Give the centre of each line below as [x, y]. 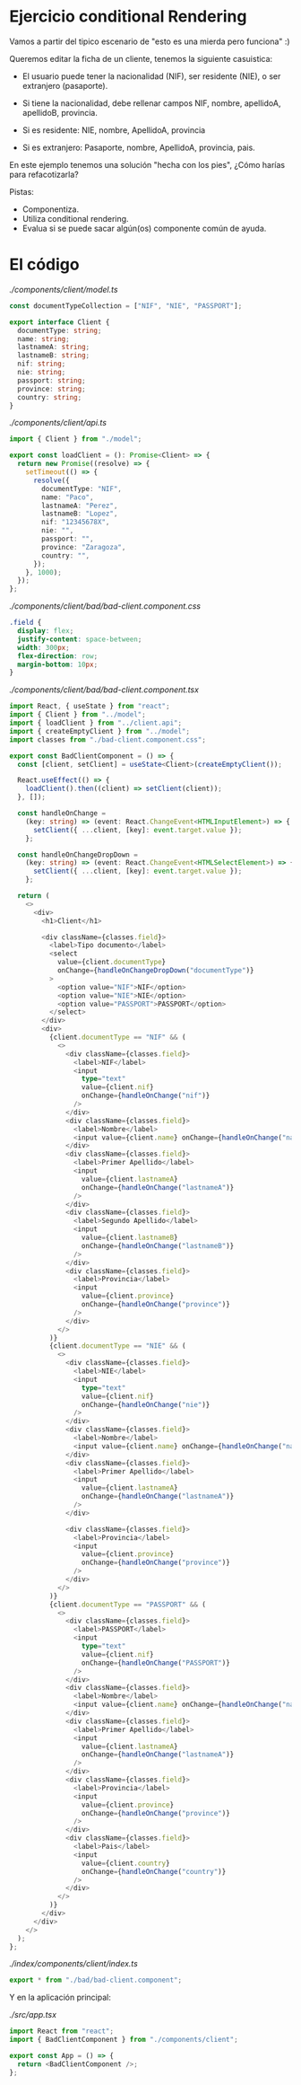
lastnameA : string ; [54, 347]
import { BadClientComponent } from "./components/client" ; [124, 2040]
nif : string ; [42, 364]
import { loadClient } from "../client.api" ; [95, 723]
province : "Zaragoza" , [84, 547]
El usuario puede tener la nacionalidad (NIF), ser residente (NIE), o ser [151, 76]
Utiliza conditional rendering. [75, 218]
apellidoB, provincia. [60, 112]
